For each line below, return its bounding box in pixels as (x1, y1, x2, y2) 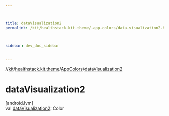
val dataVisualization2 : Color (5, 105, 64, 111)
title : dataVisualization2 (5, 21, 62, 26)
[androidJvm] (5, 100, 34, 106)
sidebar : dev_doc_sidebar (5, 43, 59, 48)
